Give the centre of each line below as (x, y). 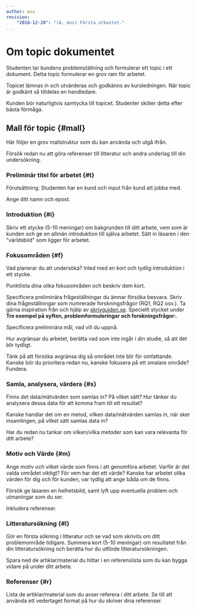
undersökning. (24, 160)
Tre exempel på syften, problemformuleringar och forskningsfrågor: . (92, 316)
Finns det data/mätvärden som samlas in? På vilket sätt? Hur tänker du (91, 397)
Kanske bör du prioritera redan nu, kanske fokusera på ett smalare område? (98, 363)
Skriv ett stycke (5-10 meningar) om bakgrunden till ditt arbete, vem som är (97, 227)
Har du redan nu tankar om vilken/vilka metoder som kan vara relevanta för (97, 432)
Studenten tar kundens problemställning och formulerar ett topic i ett (89, 68)
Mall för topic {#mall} (46, 128)
